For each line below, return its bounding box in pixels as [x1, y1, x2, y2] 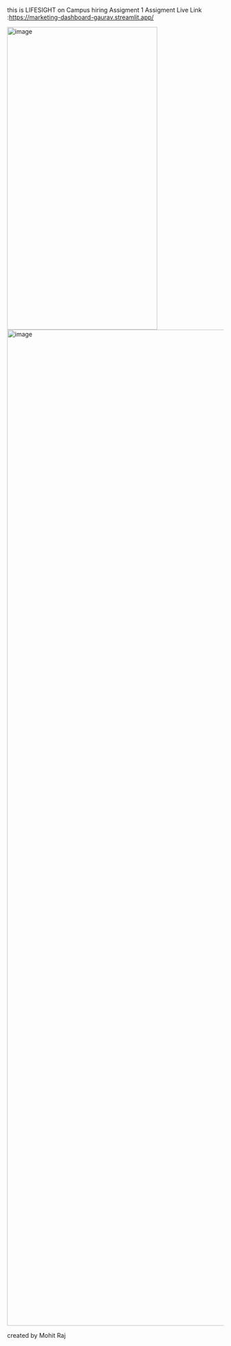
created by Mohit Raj [7, 1332, 66, 1339]
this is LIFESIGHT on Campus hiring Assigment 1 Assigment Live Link [7, 6, 202, 14]
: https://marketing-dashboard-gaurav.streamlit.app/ [7, 13, 154, 21]
